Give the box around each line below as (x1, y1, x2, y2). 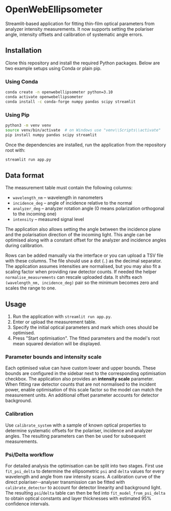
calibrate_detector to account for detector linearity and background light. (5, 484, 162, 491)
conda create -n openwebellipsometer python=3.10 (5, 90, 113, 95)
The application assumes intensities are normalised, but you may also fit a (5, 263, 161, 270)
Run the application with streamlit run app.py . (12, 314, 112, 320)
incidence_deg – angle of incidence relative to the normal (12, 200, 133, 206)
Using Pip (5, 111, 30, 118)
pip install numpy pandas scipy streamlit (5, 132, 97, 138)
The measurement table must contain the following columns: (5, 185, 133, 191)
